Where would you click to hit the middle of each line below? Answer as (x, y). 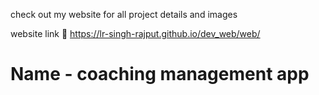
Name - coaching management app (160, 74)
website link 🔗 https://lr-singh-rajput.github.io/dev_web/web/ (135, 33)
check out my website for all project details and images (124, 14)
